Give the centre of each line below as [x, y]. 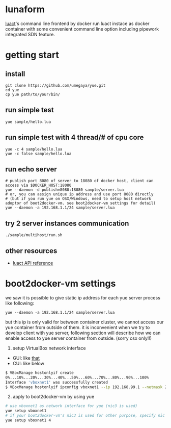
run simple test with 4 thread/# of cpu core [75, 137]
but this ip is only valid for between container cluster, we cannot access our [84, 322]
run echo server [31, 169]
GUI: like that [26, 358]
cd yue [12, 90]
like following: [20, 303]
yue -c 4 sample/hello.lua [34, 149]
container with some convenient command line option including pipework [82, 29]
